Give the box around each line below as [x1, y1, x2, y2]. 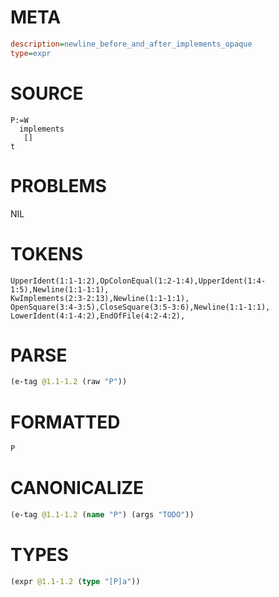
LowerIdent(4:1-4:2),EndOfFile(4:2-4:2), [10, 311, 186, 321]
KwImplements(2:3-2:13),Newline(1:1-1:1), [10, 293, 190, 303]
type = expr [10, 48, 52, 58]
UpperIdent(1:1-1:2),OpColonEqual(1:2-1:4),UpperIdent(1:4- [10, 276, 267, 286]
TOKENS [10, 242, 84, 265]
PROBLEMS [10, 174, 107, 197]
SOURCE [10, 82, 84, 105]
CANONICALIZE [10, 477, 145, 500]
